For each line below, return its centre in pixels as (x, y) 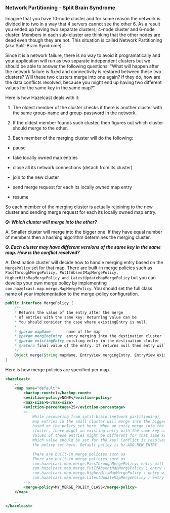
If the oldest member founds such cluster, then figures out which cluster (88, 123)
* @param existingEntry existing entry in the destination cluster (87, 341)
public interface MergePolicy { (39, 303)
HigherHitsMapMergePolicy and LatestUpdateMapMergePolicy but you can (80, 278)
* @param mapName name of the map (57, 332)
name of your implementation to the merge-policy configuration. (72, 294)
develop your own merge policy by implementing (56, 283)
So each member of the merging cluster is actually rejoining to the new (79, 207)
